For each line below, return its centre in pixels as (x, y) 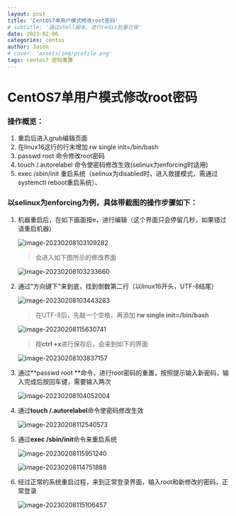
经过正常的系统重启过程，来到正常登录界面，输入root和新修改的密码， (120, 482)
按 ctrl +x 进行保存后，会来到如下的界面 (92, 344)
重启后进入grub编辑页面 (52, 138)
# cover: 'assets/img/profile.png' (60, 54)
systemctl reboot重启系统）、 (59, 182)
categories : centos (36, 40)
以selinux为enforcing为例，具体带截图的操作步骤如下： (103, 203)
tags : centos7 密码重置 (40, 60)
